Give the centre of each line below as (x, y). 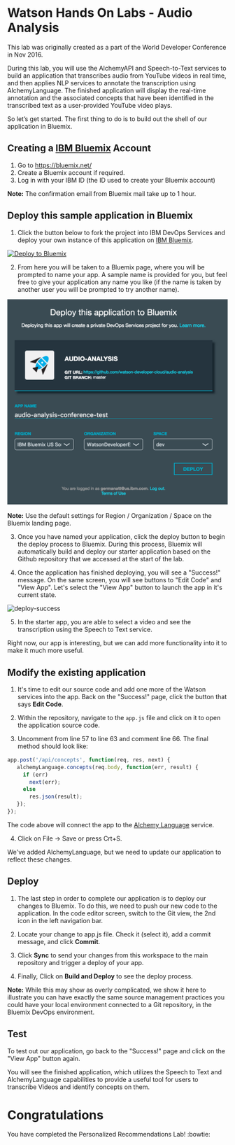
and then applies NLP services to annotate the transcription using (102, 83)
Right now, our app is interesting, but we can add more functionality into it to (117, 643)
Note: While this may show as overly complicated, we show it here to (107, 990)
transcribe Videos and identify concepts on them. (79, 1087)
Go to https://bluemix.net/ (55, 165)
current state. (37, 595)
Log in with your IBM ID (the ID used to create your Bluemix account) (116, 180)
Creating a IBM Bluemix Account (79, 148)
